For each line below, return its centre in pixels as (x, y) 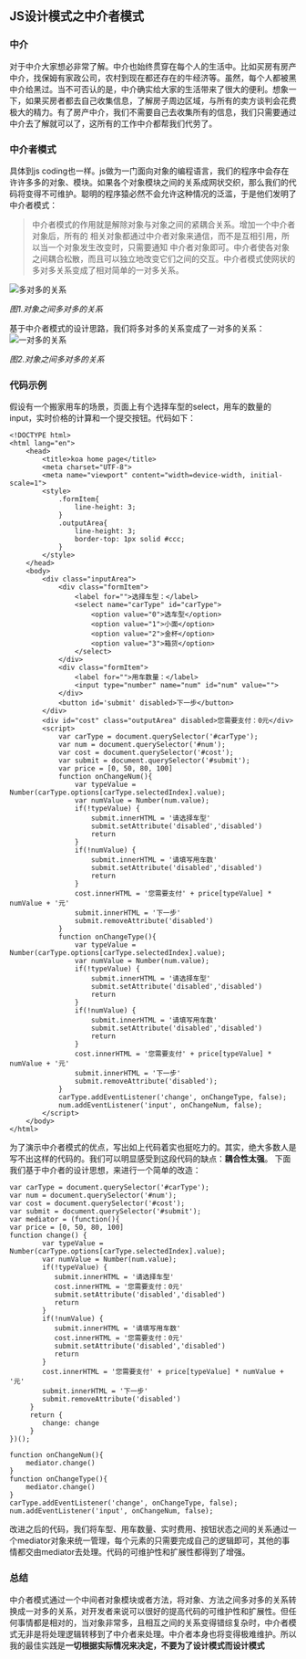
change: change (71, 1423)
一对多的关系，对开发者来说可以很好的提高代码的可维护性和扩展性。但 (157, 1611)
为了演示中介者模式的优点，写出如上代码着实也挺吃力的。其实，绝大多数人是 (153, 1148)
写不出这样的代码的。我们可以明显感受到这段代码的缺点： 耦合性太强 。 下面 (150, 1159)
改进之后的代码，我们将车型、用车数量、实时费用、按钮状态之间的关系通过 (149, 1529)
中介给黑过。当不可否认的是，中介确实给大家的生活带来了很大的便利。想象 (149, 89)
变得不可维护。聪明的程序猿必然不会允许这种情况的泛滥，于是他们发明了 (161, 194)
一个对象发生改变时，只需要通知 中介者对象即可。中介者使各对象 (168, 247)
